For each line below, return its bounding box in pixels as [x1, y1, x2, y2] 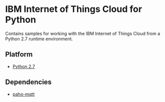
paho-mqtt [12, 91, 35, 97]
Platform [5, 50, 33, 59]
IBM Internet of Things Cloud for [5, 3, 142, 15]
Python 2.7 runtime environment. [5, 36, 73, 42]
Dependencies [5, 78, 52, 87]
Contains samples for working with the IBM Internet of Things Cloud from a [5, 30, 160, 36]
